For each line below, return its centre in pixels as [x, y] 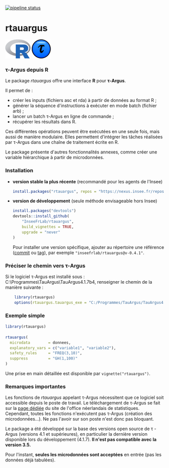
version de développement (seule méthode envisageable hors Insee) [85, 201]
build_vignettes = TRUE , [48, 227]
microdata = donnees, [40, 343]
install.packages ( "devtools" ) [44, 211]
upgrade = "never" [41, 232]
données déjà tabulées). [30, 460]
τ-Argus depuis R [27, 70]
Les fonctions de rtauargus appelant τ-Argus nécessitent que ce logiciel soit [84, 398]
